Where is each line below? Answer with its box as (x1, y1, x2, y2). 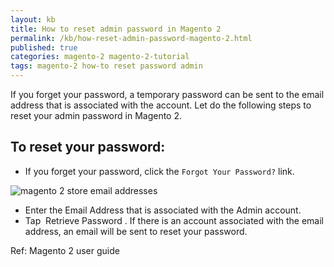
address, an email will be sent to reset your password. (24, 225, 248, 237)
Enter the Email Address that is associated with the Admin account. (24, 204, 302, 216)
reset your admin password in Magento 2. (10, 110, 183, 121)
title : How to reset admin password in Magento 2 (10, 24, 222, 34)
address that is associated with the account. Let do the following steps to (10, 99, 312, 111)
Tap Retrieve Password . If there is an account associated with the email (24, 214, 324, 226)
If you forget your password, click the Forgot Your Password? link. (24, 165, 295, 177)
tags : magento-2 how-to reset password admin (10, 61, 203, 71)
